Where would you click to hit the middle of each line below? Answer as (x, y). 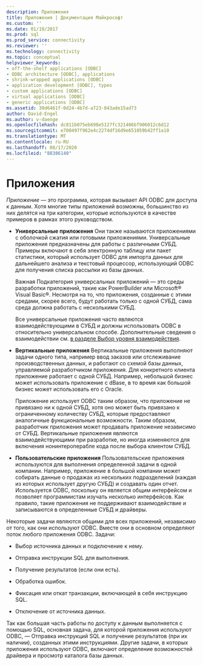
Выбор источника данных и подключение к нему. (79, 546)
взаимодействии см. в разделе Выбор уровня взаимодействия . (98, 339)
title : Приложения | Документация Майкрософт (65, 18)
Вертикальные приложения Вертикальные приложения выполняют (104, 351)
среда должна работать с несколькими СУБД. (75, 308)
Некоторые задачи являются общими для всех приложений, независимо (101, 522)
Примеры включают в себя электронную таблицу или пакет (93, 250)
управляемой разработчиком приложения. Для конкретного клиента (105, 370)
